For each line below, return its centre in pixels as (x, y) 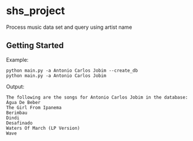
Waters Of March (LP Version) (43, 128)
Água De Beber (24, 102)
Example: (17, 59)
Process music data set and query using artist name (69, 27)
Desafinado (19, 123)
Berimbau (17, 113)
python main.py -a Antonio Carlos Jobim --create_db (72, 70)
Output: (15, 86)
